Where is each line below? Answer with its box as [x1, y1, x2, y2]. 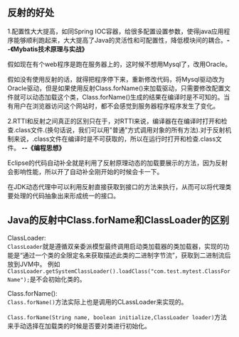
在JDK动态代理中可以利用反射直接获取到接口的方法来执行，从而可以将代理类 [7, 182, 232, 191]
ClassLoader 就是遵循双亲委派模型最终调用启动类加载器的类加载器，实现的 [7, 242, 223, 250]
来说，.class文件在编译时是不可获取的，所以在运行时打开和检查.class [13, 134, 216, 143]
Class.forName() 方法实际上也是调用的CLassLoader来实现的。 [7, 297, 188, 306]
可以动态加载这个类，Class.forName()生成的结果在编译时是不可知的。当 [19, 92, 230, 101]
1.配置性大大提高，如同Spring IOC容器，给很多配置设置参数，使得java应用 [7, 27, 224, 36]
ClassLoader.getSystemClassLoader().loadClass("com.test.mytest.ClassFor [7, 267, 231, 275]
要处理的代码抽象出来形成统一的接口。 [7, 191, 119, 200]
